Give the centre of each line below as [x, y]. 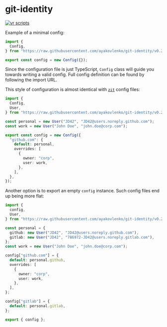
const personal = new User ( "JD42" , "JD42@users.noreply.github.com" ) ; [80, 121]
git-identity [29, 9]
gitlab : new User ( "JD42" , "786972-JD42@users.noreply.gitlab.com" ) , [82, 237]
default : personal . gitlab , [38, 306]
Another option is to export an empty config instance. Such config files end [83, 191]
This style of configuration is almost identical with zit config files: [73, 89]
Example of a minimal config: [35, 32]
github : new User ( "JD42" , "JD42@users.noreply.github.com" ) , [74, 233]
